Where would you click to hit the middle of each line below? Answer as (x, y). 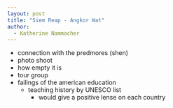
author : (19, 26)
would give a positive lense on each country (102, 98)
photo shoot (35, 61)
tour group (33, 75)
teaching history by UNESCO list (74, 90)
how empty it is (39, 68)
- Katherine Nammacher (47, 33)
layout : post (26, 14)
